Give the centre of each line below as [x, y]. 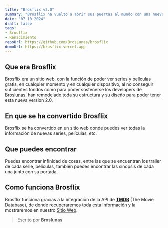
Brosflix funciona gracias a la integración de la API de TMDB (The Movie [79, 199]
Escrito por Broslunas [40, 220]
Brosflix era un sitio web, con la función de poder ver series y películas [78, 79]
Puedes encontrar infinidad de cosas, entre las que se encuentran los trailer [83, 161]
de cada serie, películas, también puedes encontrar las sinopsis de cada [79, 167]
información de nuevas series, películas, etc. [51, 133]
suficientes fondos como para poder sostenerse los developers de [74, 90]
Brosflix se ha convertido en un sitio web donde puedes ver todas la [75, 128]
